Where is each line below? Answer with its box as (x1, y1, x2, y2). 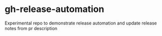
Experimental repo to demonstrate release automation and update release (5, 20, 157, 26)
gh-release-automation (5, 3, 104, 15)
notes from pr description (5, 25, 58, 31)
